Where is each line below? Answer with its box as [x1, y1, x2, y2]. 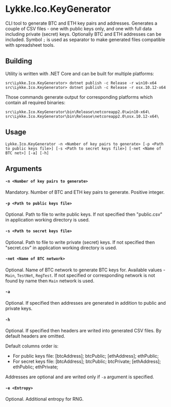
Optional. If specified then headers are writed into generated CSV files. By [5, 327, 162, 334]
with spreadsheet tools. [5, 42, 55, 48]
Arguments [5, 164, 42, 173]
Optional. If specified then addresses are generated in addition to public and [5, 300, 166, 306]
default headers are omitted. [5, 333, 66, 339]
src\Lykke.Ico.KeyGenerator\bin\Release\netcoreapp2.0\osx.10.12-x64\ [5, 114, 159, 119]
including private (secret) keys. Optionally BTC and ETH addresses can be [5, 31, 162, 37]
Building [5, 57, 32, 66]
